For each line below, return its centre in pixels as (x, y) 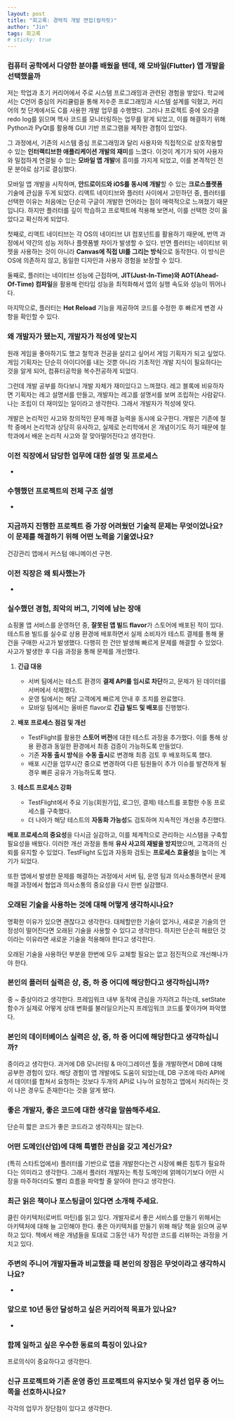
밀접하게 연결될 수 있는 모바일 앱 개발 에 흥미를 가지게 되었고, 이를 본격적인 (115, 160)
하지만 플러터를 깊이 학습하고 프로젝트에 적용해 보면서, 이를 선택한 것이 (124, 211)
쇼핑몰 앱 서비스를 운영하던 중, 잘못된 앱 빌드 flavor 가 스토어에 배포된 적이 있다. (115, 625)
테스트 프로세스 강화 (45, 788)
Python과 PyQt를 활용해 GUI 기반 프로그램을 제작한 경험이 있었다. (97, 128)
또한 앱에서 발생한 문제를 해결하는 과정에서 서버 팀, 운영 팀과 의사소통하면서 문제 (117, 876)
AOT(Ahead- (200, 275)
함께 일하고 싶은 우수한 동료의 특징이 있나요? (77, 1345)
